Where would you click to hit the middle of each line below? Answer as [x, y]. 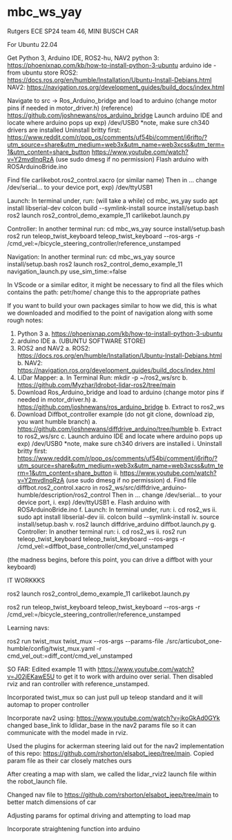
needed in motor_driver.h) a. [57, 399]
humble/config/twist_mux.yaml [51, 648]
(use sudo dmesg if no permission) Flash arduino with [132, 159]
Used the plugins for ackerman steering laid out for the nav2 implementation [116, 745]
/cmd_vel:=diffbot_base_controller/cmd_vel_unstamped [95, 546]
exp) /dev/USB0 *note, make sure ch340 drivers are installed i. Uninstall [119, 443]
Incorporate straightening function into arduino [74, 828]
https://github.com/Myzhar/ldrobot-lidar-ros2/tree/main [96, 384]
